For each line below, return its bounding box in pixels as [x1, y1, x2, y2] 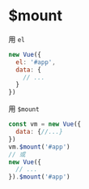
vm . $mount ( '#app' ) [8, 143, 70, 151]
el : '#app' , [15, 58, 57, 67]
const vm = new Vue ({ [8, 120, 82, 128]
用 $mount [8, 104, 40, 114]
